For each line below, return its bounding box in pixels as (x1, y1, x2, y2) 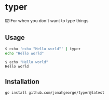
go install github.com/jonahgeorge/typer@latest (5, 90, 105, 95)
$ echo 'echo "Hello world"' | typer (5, 46, 81, 51)
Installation (5, 77, 40, 86)
